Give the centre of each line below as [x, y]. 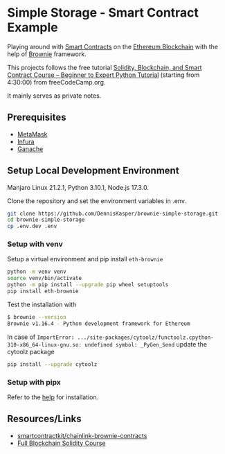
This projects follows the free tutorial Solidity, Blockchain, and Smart [105, 67]
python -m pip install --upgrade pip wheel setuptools [88, 285]
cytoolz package [31, 351]
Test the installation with [42, 304]
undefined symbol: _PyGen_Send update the [146, 344]
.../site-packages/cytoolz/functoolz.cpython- [146, 338]
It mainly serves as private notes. [54, 96]
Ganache [30, 149]
